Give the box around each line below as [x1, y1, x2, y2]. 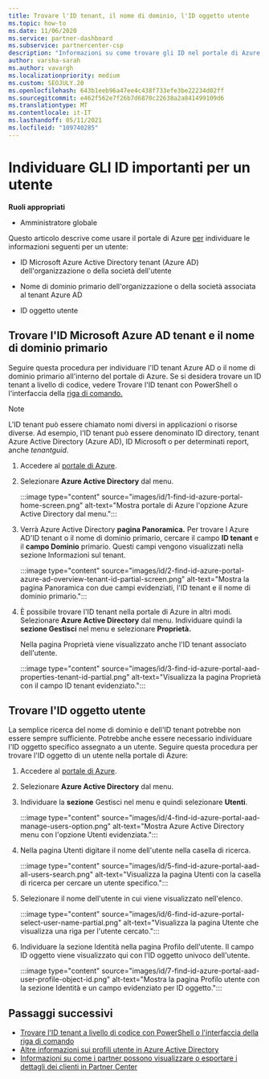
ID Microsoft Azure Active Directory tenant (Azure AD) [19, 257, 199, 267]
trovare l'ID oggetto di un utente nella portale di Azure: [8, 750, 189, 760]
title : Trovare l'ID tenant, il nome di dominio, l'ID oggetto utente [8, 11, 250, 20]
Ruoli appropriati [8, 202, 66, 211]
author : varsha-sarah [8, 57, 81, 65]
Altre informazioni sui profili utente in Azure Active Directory [19, 1045, 219, 1055]
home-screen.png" [19, 500, 84, 510]
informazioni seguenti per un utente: [8, 242, 128, 251]
